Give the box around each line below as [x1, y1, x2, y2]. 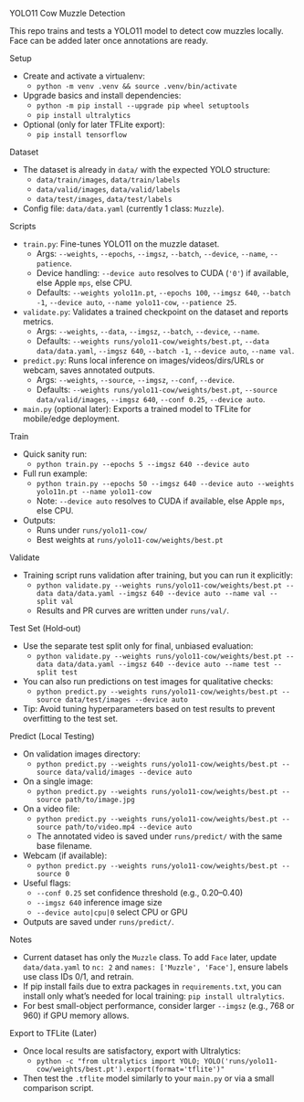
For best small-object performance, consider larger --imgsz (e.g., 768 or [22, 1001, 295, 1011]
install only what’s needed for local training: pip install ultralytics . [22, 991, 285, 1001]
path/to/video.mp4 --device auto [65, 822, 193, 832]
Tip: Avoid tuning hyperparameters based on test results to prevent [22, 704, 276, 714]
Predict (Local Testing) [9, 731, 95, 741]
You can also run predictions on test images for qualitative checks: [22, 676, 274, 686]
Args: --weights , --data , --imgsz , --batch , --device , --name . [36, 326, 260, 336]
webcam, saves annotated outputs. [22, 365, 155, 376]
